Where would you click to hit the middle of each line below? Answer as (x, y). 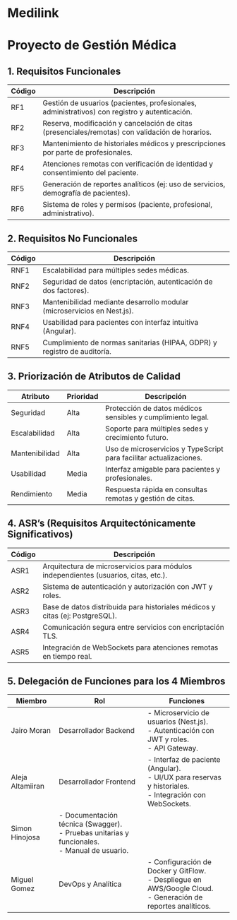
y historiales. (168, 787)
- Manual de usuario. (94, 851)
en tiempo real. (67, 656)
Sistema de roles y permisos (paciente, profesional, (128, 205)
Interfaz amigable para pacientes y (163, 469)
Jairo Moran (31, 731)
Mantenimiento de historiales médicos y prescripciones (134, 144)
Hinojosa (25, 837)
